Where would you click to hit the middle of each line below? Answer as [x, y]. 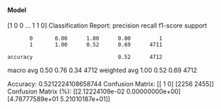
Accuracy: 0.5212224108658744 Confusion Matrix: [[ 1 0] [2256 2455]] [110, 84]
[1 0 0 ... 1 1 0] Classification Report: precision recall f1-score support [107, 25]
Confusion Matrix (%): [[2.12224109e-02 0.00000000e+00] [94, 91]
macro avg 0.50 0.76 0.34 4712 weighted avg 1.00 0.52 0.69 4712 [102, 70]
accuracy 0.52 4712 [85, 57]
